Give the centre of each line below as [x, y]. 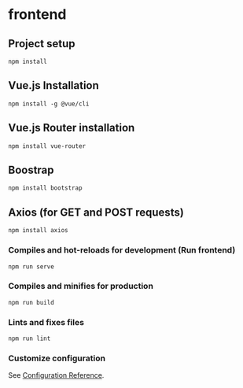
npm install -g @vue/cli [49, 104]
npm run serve [31, 266]
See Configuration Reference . [56, 375]
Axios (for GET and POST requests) [96, 212]
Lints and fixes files [46, 322]
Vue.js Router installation [72, 128]
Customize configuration [57, 358]
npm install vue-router [47, 146]
